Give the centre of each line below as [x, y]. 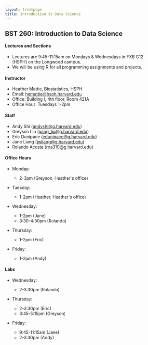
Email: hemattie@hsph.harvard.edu [47, 94]
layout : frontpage [23, 9]
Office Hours [18, 158]
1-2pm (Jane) [33, 216]
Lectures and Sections [28, 46]
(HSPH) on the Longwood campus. [47, 62]
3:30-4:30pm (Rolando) [43, 220]
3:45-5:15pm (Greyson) [42, 314]
